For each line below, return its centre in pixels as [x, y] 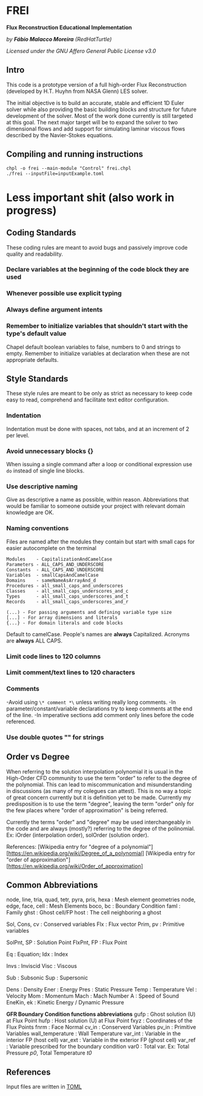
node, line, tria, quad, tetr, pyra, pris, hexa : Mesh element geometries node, [101, 900]
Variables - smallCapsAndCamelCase [52, 575]
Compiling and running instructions [75, 155]
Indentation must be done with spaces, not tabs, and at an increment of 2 [98, 429]
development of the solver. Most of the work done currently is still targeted [100, 115]
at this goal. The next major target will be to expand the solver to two [92, 122]
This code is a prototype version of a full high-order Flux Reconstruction [96, 84]
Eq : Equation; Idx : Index [37, 955]
